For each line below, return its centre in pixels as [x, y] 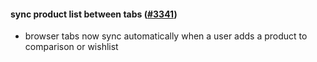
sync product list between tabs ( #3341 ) [94, 14]
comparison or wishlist [71, 47]
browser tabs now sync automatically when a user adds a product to [166, 36]
